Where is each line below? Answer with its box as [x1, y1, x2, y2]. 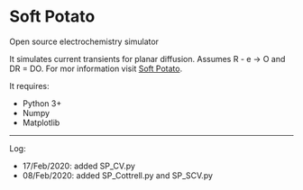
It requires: [9, 80, 50, 91]
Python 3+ [22, 97, 62, 109]
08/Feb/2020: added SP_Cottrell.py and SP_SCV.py [22, 169, 214, 181]
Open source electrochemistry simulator [9, 36, 160, 47]
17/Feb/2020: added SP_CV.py [22, 160, 135, 171]
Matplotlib [22, 117, 60, 128]
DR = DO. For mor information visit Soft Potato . [9, 63, 183, 74]
